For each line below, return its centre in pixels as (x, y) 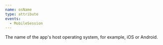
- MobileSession (26, 23)
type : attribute (22, 14)
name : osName (19, 10)
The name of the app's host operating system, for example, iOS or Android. (81, 37)
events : (13, 19)
